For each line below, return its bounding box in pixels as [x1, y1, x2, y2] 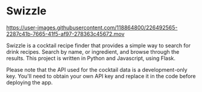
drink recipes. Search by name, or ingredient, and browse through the [6, 48, 180, 55]
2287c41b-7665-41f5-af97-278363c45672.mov [6, 30, 125, 37]
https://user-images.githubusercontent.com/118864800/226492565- [6, 24, 178, 31]
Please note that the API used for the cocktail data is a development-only [6, 66, 188, 73]
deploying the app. [6, 79, 53, 86]
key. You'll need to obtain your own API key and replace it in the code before [6, 72, 196, 79]
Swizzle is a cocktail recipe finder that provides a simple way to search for [6, 42, 191, 49]
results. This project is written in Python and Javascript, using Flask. [6, 54, 176, 62]
